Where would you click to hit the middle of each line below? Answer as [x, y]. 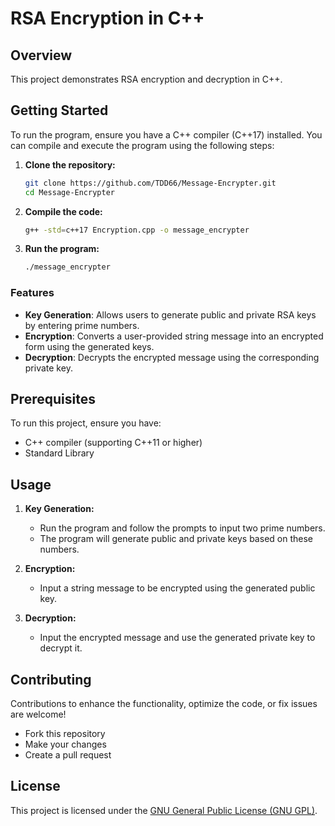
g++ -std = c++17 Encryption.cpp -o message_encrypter [137, 230]
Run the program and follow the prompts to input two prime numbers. [182, 528]
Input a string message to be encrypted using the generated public [177, 588]
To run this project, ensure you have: [86, 423]
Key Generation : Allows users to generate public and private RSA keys [170, 314]
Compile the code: [63, 211]
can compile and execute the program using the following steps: [142, 145]
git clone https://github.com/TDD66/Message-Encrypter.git [150, 183]
